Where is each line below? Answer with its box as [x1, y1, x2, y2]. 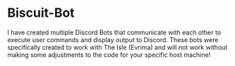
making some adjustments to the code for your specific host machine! [7, 51, 211, 59]
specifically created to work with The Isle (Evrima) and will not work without [7, 43, 228, 51]
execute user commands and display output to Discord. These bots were [7, 35, 219, 44]
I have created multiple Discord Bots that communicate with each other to [7, 28, 222, 37]
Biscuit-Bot [7, 5, 76, 21]
